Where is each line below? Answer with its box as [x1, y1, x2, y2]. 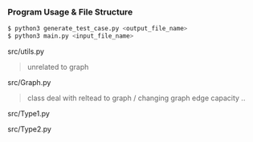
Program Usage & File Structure [7, 6, 133, 18]
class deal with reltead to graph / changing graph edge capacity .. [27, 93, 246, 103]
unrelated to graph [27, 63, 89, 72]
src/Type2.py [7, 124, 51, 134]
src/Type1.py [7, 109, 50, 119]
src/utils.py [7, 47, 45, 56]
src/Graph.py [7, 78, 51, 87]
